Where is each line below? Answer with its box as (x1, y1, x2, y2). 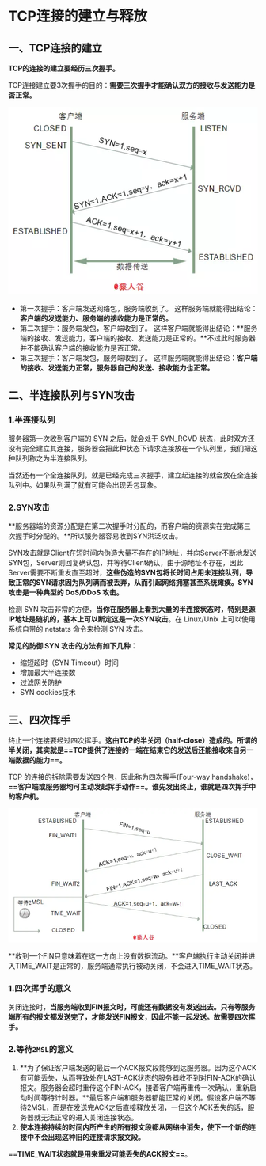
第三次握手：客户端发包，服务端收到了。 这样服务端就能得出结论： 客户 (19, 353, 251, 363)
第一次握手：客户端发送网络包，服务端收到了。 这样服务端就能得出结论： (19, 304, 258, 313)
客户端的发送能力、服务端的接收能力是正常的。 (19, 313, 173, 323)
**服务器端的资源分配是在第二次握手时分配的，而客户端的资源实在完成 (8, 522, 237, 531)
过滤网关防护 (19, 678, 62, 687)
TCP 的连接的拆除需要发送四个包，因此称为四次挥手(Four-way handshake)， (8, 773, 257, 782)
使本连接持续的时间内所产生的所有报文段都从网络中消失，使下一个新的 (19, 1122, 249, 1132)
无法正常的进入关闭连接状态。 (40, 1113, 139, 1122)
